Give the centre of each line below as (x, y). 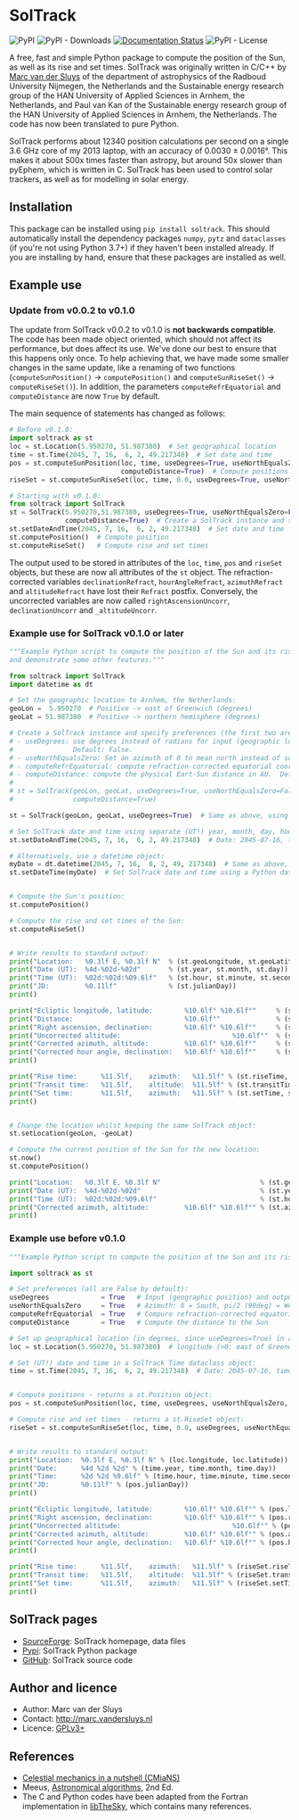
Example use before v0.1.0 (68, 1238)
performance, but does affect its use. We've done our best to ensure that (143, 349)
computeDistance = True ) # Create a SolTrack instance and (175, 521)
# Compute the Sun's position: (67, 897)
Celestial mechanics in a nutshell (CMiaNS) (101, 1778)
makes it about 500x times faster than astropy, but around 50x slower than (146, 160)
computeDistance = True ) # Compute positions (205, 471)
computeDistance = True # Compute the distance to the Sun (139, 1322)
